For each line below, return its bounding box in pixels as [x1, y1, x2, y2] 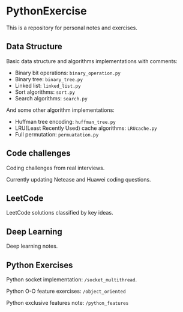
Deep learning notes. [6, 242, 58, 250]
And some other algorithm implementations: [6, 106, 115, 114]
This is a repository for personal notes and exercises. [6, 24, 138, 31]
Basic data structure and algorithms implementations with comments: [6, 57, 178, 64]
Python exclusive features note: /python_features [6, 299, 129, 306]
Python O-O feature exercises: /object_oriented [6, 287, 126, 295]
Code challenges [6, 148, 71, 159]
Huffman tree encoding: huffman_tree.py [14, 118, 116, 125]
